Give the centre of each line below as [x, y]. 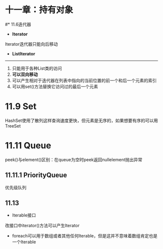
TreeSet [13, 126]
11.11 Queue [28, 146]
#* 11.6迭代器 [18, 24]
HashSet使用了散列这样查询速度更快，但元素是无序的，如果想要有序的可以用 [81, 120]
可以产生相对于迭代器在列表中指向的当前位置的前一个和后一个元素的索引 [84, 80]
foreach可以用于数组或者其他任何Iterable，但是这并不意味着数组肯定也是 [85, 236]
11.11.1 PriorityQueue [36, 175]
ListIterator [24, 53]
